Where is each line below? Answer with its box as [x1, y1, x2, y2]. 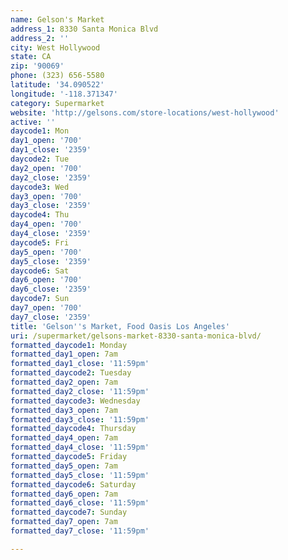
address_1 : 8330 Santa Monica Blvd [10, 24, 159, 34]
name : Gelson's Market [10, 14, 105, 25]
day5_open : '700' [10, 247, 83, 257]
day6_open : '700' [10, 275, 83, 285]
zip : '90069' [10, 61, 65, 71]
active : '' [10, 117, 56, 127]
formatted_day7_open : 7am [10, 517, 118, 527]
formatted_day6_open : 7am [10, 489, 118, 499]
